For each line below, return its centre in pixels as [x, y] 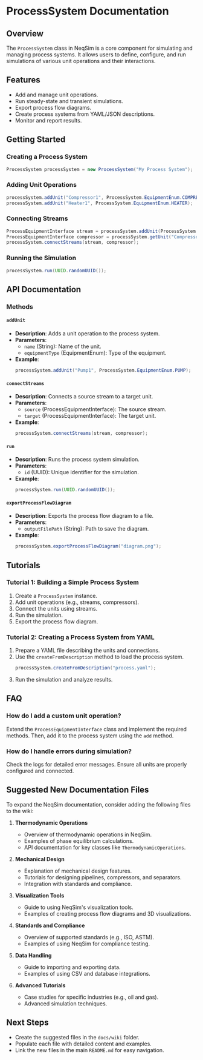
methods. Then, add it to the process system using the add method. [90, 736]
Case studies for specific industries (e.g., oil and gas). [91, 997]
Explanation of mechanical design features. [78, 871]
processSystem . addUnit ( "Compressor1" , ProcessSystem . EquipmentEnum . [94, 197]
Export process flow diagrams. [53, 107]
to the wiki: [20, 811]
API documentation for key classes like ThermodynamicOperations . [105, 847]
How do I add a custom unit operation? [64, 716]
